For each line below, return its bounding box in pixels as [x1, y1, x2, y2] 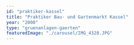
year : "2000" [6, 19, 39, 25]
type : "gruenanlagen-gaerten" [6, 25, 81, 31]
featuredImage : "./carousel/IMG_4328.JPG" [6, 30, 113, 36]
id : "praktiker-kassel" [6, 8, 65, 15]
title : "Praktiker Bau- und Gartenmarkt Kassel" [6, 14, 129, 20]
